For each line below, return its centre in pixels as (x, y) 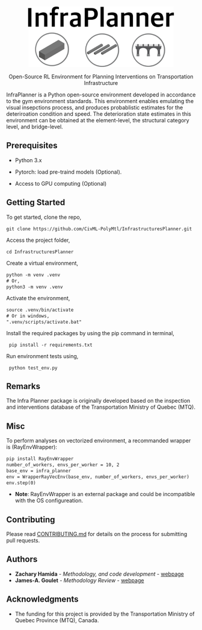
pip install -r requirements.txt (51, 345)
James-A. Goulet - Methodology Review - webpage (79, 580)
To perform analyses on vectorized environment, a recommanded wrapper (99, 441)
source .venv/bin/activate (40, 310)
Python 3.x (28, 160)
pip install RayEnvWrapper (40, 459)
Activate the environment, (38, 298)
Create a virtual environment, (42, 263)
